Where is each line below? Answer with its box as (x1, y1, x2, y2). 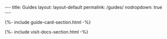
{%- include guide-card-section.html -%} (5, 19, 91, 25)
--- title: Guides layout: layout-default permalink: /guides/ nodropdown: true (5, 4, 162, 10)
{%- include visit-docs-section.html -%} (5, 29, 89, 34)
